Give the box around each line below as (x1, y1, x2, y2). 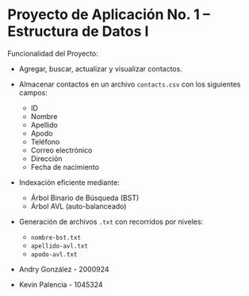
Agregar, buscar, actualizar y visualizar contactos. (18, 63, 183, 73)
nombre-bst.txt (30, 233, 81, 241)
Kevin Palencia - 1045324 (18, 279, 104, 289)
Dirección (30, 153, 63, 163)
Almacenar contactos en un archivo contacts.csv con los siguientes (18, 79, 241, 89)
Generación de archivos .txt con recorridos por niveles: (18, 217, 204, 226)
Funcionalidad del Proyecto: (7, 48, 98, 58)
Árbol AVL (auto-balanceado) (30, 201, 127, 211)
